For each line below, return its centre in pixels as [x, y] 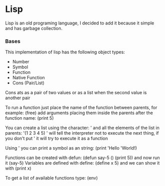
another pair [18, 98]
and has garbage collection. [34, 28]
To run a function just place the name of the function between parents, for [81, 108]
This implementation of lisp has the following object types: [65, 52]
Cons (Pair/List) [28, 83]
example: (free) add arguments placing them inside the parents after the [79, 113]
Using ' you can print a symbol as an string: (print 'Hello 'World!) [71, 148]
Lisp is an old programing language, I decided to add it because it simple [80, 23]
